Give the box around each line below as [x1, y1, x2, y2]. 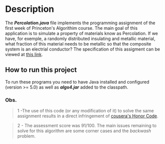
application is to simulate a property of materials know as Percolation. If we [5, 30, 158, 36]
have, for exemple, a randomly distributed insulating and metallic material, [5, 36, 156, 42]
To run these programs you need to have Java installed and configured [5, 79, 150, 85]
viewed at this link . [5, 51, 43, 57]
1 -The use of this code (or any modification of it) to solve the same [17, 108, 154, 114]
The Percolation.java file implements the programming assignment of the [5, 20, 156, 26]
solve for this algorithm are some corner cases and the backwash [17, 128, 152, 134]
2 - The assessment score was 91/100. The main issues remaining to [17, 123, 157, 129]
